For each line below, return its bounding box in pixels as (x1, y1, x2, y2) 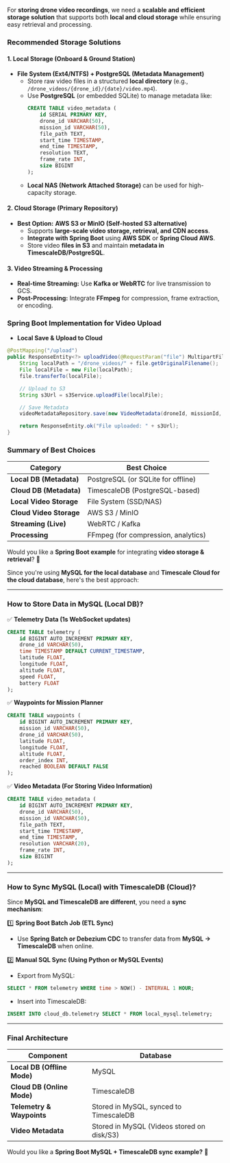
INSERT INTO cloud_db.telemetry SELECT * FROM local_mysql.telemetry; (7, 1010, 213, 1018)
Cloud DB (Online (10, 1082, 68, 1092)
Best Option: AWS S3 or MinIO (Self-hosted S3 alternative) (16, 219, 188, 227)
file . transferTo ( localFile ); (19, 373, 103, 379)
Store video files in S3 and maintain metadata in (27, 241, 164, 249)
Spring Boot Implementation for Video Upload (7, 318, 162, 328)
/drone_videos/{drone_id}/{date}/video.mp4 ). (27, 84, 157, 93)
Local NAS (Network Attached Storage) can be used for (27, 181, 188, 189)
